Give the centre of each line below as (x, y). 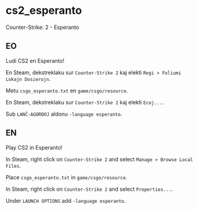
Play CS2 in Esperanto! (34, 147)
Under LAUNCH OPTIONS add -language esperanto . (66, 200)
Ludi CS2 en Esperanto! (35, 60)
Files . (13, 165)
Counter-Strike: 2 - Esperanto (43, 27)
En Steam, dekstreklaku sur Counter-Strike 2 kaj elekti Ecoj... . (85, 102)
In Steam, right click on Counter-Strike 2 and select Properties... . (89, 189)
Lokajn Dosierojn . (28, 78)
